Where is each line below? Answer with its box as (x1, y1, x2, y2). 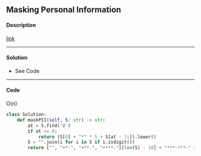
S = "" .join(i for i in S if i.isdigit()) (28, 139, 135, 145)
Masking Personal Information (6, 5, 121, 15)
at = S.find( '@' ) (28, 123, 71, 129)
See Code (14, 67, 40, 74)
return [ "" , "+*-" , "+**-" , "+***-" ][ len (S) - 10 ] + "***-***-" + (28, 145, 197, 151)
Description (6, 21, 36, 29)
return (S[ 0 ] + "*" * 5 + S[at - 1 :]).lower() (38, 134, 157, 140)
